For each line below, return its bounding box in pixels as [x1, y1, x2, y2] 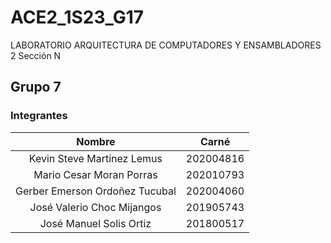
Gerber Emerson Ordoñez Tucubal [15, 184, 177, 198]
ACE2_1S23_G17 [10, 6, 145, 29]
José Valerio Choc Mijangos [29, 200, 162, 214]
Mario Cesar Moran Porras [33, 167, 158, 181]
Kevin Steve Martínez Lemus [28, 151, 163, 165]
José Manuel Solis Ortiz [39, 216, 152, 230]
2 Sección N [10, 49, 62, 61]
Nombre [76, 134, 116, 148]
